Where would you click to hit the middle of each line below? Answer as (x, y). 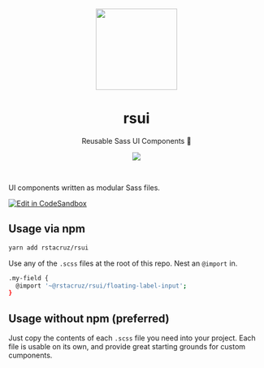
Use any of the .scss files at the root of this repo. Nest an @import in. (123, 263)
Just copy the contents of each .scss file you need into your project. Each (132, 338)
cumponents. (30, 355)
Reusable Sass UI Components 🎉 (136, 141)
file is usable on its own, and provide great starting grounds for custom (127, 347)
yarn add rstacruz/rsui (49, 248)
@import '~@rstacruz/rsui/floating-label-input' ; (101, 286)
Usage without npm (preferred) (89, 318)
